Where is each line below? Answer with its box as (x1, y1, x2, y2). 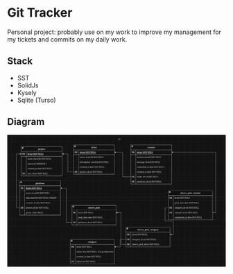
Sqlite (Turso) (17, 96, 57, 104)
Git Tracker (7, 5, 73, 21)
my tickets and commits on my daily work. (7, 35, 128, 43)
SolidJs (17, 81, 39, 89)
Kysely (17, 88, 37, 96)
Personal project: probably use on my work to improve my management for (7, 28, 222, 36)
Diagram (7, 116, 45, 128)
